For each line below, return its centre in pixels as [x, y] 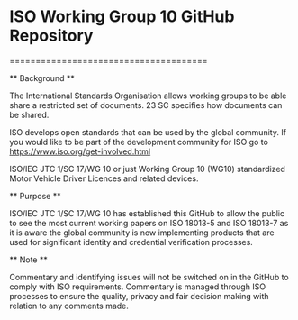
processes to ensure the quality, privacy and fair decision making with [139, 296]
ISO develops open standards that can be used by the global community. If [148, 132]
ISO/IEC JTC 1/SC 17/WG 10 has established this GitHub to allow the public [147, 213]
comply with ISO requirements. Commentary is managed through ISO [138, 287]
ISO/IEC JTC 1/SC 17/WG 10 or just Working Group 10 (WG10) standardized [148, 169]
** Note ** [28, 260]
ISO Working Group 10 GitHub [122, 17]
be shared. [29, 114]
